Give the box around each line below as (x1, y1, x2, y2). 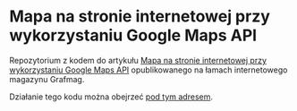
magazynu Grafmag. (9, 73, 85, 84)
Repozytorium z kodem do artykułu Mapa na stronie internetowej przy (9, 55, 267, 65)
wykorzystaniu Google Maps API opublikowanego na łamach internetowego (9, 64, 288, 75)
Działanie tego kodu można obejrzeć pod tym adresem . (9, 91, 213, 102)
